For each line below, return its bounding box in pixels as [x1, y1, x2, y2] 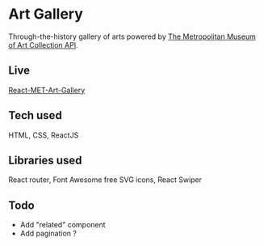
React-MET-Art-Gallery [8, 85, 86, 95]
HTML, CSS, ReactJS [8, 130, 79, 140]
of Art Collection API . [8, 40, 78, 49]
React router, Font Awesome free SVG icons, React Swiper [8, 175, 203, 184]
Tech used [8, 108, 62, 122]
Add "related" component [19, 220, 107, 230]
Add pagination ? [19, 228, 77, 239]
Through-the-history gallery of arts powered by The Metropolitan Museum [8, 32, 256, 41]
